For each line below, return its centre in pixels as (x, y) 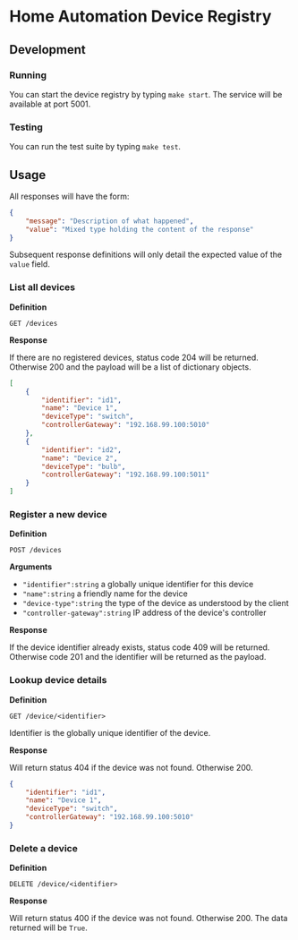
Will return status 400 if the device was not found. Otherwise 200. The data (149, 919)
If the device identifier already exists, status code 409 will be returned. (140, 647)
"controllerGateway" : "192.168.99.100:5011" (126, 475)
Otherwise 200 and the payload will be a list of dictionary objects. (131, 367)
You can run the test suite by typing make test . (95, 147)
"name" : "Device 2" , (80, 458)
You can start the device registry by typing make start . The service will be (146, 94)
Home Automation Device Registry (140, 17)
